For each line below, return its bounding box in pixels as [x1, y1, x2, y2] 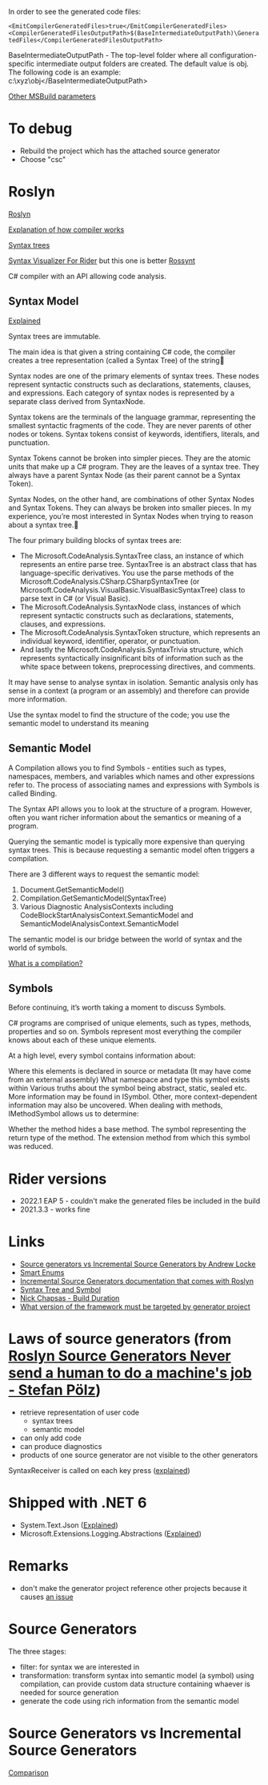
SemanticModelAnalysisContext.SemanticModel [19, 918, 179, 929]
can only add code [19, 1433, 82, 1443]
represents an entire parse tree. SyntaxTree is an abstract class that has [19, 559, 258, 569]
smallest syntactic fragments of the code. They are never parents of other [8, 420, 252, 430]
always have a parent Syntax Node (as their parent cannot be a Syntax [8, 470, 242, 480]
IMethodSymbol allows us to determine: [8, 1109, 139, 1119]
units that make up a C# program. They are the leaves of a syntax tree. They [8, 461, 260, 472]
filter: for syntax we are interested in [19, 1662, 140, 1671]
